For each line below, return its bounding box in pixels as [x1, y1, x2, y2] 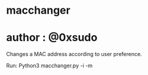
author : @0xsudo [6, 31, 98, 45]
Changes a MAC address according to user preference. [6, 51, 142, 58]
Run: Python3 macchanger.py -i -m [6, 62, 92, 69]
